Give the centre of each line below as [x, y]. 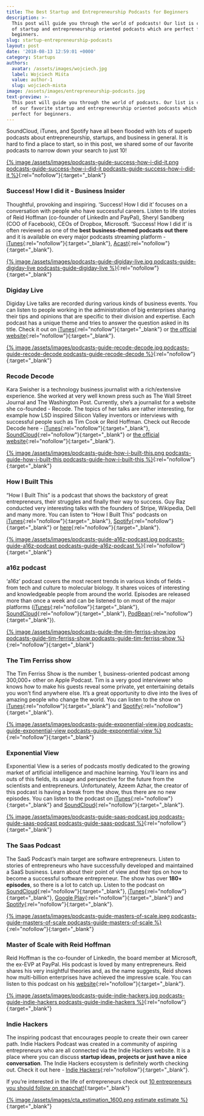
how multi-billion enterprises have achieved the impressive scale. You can [99, 977]
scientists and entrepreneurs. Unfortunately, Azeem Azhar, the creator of [97, 785]
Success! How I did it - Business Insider [66, 191]
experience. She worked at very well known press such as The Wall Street [99, 396]
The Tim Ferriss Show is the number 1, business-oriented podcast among [98, 674]
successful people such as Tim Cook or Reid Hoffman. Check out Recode [98, 422]
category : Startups [31, 57]
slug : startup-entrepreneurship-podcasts [59, 40]
